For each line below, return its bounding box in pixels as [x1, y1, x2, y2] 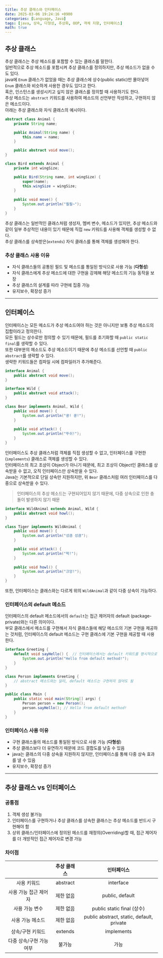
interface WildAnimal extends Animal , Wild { [5, 506, 98, 511]
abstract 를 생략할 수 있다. [5, 353, 55, 358]
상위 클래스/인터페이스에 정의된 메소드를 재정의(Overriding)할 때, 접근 [12, 829, 145, 835]
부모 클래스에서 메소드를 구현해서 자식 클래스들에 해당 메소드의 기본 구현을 [5, 625, 145, 631]
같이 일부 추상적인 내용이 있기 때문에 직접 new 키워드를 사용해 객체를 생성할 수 [5, 226, 151, 232]
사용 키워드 [16, 880, 40, 886]
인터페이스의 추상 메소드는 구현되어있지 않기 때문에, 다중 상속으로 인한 [16, 490, 149, 496]
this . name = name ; [22, 134, 60, 139]
